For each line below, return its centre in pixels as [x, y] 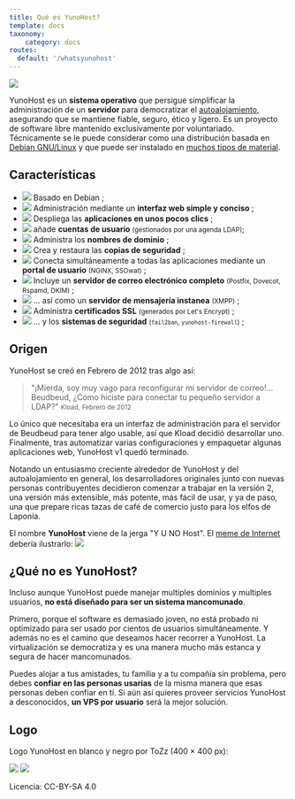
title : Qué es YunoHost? [55, 17]
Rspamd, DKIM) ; [48, 289]
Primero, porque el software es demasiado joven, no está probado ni [134, 619]
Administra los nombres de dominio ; [101, 239]
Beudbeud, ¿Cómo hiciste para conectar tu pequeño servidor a [145, 397]
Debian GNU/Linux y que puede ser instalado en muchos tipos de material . [145, 147]
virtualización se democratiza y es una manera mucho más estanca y [135, 648]
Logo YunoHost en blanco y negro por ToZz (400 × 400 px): [119, 751]
